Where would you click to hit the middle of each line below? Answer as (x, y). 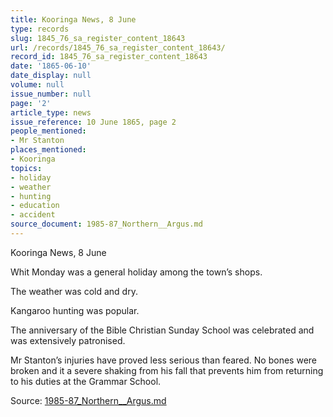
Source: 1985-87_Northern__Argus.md (88, 400)
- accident (33, 215)
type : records (40, 29)
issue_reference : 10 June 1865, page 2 (93, 122)
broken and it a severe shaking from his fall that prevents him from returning (167, 370)
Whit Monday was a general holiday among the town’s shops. (136, 272)
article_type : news (51, 112)
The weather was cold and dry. (74, 291)
